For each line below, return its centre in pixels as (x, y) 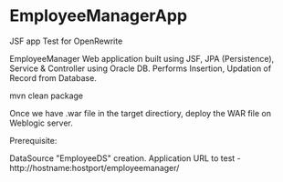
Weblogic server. (41, 123)
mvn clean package (47, 96)
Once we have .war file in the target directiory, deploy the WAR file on (141, 113)
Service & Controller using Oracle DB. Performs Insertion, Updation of (141, 68)
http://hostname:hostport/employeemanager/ (94, 167)
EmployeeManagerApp (99, 16)
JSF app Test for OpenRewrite (66, 41)
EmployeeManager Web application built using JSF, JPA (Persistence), (142, 58)
